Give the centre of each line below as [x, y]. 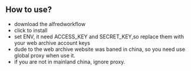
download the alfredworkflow [50, 24]
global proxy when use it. [45, 55]
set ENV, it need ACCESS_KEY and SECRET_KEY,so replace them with [99, 36]
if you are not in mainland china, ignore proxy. [70, 62]
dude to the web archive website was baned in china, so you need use [99, 49]
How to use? [29, 10]
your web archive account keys [52, 43]
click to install [31, 30]
